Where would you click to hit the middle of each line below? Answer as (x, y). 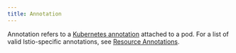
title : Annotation (34, 14)
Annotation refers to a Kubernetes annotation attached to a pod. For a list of (118, 34)
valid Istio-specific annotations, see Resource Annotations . (93, 41)
